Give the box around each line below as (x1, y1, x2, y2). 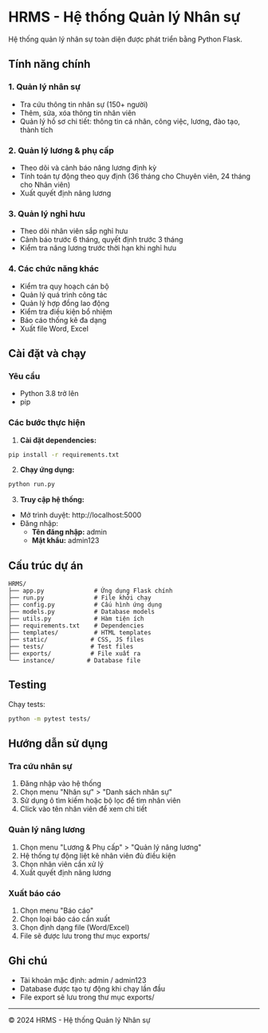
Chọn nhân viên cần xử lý (19, 859, 104, 869)
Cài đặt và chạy (8, 347, 86, 360)
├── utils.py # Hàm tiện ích (8, 615, 145, 623)
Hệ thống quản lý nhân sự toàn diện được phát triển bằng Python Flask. (8, 34, 243, 44)
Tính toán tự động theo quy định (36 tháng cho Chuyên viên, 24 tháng (19, 171, 251, 181)
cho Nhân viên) (19, 179, 71, 189)
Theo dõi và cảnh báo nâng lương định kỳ (19, 163, 157, 172)
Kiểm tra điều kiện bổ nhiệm (19, 307, 113, 316)
